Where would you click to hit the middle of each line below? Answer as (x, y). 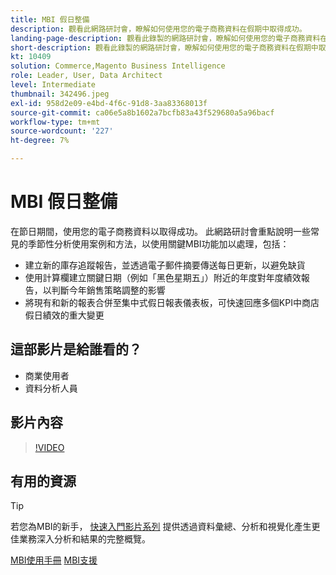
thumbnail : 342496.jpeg (60, 94)
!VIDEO (49, 447)
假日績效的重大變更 (64, 315)
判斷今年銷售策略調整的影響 (108, 290)
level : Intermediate (53, 85)
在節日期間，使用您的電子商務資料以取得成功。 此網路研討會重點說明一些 (160, 231)
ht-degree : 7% (40, 141)
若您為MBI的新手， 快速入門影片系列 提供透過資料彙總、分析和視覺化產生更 (165, 527)
